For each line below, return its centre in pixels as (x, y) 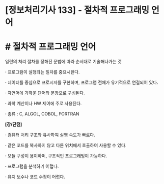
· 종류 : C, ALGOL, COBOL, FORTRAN (42, 114)
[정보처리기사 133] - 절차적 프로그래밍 (77, 10)
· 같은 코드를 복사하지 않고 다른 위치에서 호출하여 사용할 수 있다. (66, 146)
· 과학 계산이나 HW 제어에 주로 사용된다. (43, 104)
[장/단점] (14, 124)
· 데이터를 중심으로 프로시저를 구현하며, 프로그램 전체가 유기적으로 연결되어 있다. (82, 82)
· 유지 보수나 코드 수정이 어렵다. (35, 177)
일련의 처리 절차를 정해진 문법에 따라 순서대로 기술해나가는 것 (63, 62)
